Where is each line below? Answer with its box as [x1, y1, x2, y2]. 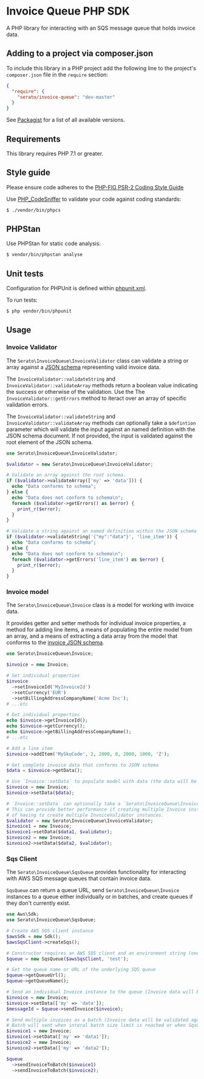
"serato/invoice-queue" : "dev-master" [17, 94, 115, 100]
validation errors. [6, 401, 49, 408]
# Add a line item [6, 745, 53, 751]
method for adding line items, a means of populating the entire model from [6, 626, 192, 634]
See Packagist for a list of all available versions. [6, 117, 126, 124]
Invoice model [6, 587, 49, 596]
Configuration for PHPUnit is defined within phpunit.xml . [6, 285, 147, 292]
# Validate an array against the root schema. [6, 472, 126, 478]
